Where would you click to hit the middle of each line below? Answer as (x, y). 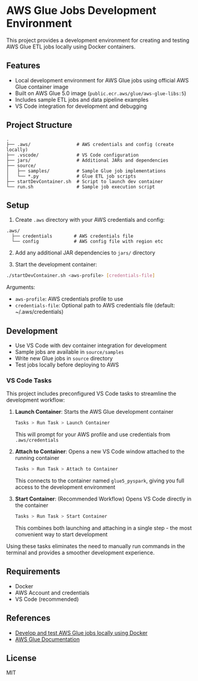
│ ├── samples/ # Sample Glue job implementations (86, 171)
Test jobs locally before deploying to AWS (67, 365)
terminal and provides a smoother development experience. (81, 553)
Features (23, 66)
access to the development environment (65, 487)
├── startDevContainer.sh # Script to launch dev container (85, 181)
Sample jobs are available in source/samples (69, 352)
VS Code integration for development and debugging (81, 106)
